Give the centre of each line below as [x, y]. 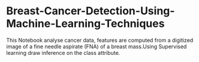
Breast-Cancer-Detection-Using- [91, 11]
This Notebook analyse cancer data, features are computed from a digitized [100, 40]
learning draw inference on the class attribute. [63, 52]
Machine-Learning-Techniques [85, 24]
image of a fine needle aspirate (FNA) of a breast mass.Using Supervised [97, 46]
